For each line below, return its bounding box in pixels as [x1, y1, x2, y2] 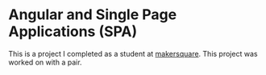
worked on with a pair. [8, 57, 82, 67]
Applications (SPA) [8, 22, 138, 41]
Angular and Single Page [8, 6, 177, 24]
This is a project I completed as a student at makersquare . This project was [8, 49, 258, 58]
